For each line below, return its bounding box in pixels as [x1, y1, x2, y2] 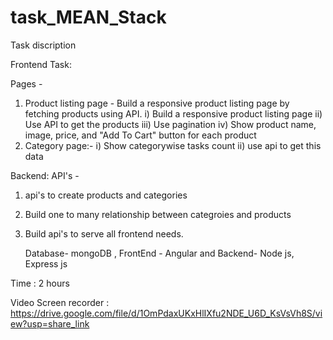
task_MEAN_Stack [10, 6, 167, 29]
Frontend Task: [10, 58, 72, 70]
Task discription [10, 39, 77, 51]
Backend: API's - [10, 169, 80, 181]
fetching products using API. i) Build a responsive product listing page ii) [24, 107, 323, 120]
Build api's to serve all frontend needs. [24, 227, 184, 240]
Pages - [10, 77, 43, 90]
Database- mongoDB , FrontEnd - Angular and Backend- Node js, [24, 247, 295, 259]
